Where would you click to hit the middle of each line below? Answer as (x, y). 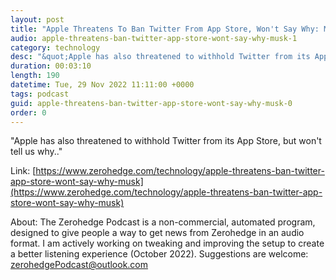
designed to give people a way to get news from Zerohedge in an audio (157, 233)
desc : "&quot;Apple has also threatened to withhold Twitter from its (160, 57)
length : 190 (35, 76)
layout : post (37, 19)
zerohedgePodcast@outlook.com (79, 265)
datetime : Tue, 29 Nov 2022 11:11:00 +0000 (102, 85)
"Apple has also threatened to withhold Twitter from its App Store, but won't (166, 141)
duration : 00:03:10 (51, 66)
